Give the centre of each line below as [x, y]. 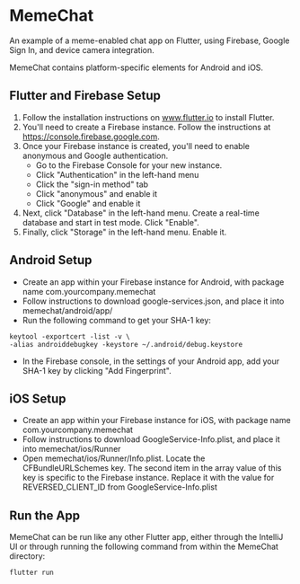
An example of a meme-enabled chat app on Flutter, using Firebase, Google [150, 40]
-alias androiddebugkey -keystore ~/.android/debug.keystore [126, 344]
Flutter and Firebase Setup [85, 96]
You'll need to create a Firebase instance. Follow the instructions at [146, 127]
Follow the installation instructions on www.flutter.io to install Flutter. [148, 117]
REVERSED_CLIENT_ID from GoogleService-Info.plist [120, 487]
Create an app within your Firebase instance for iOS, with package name [156, 420]
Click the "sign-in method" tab [92, 184]
